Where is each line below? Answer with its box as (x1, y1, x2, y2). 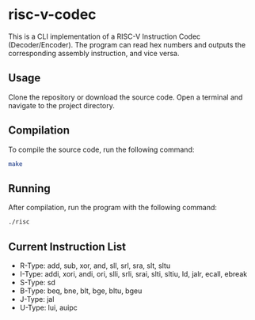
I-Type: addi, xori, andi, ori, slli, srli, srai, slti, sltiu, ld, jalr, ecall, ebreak (19, 269, 248, 278)
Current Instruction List (8, 239, 127, 254)
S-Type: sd (19, 277, 55, 287)
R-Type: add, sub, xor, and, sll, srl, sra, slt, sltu (19, 261, 171, 270)
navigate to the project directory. (8, 100, 115, 110)
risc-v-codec (8, 6, 97, 24)
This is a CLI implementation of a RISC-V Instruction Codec (8, 32, 201, 41)
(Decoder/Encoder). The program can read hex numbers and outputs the (8, 40, 246, 49)
